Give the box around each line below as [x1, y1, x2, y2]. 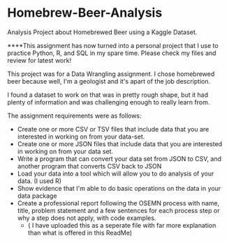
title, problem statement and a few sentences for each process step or [17, 206, 220, 214]
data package [17, 191, 57, 200]
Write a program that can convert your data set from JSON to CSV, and [17, 155, 222, 163]
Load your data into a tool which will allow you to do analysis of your [17, 169, 214, 178]
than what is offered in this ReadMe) [27, 228, 133, 237]
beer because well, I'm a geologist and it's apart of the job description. [7, 77, 211, 85]
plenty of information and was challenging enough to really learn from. [7, 97, 210, 106]
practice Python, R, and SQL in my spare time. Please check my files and [7, 49, 216, 57]
